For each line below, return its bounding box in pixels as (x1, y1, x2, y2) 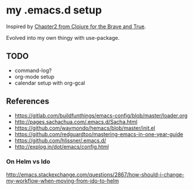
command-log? (14, 67, 52, 74)
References (6, 96, 49, 106)
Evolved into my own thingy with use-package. (6, 34, 119, 41)
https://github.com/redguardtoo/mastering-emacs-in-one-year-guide (14, 130, 184, 138)
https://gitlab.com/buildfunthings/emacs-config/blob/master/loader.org (14, 112, 188, 119)
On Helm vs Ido (6, 158, 51, 166)
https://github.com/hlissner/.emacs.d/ (14, 137, 107, 144)
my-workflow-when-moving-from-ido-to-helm (6, 177, 119, 184)
